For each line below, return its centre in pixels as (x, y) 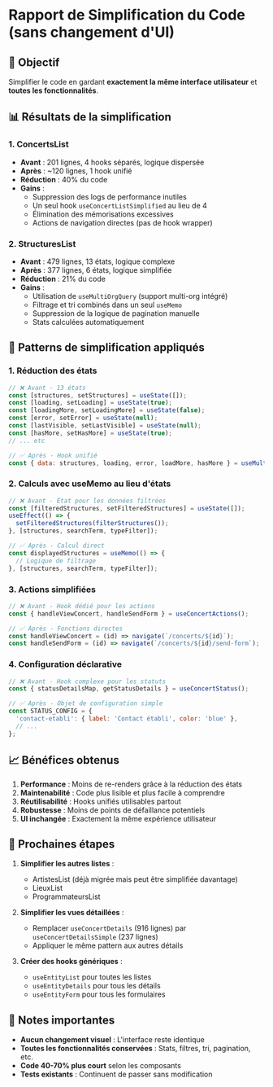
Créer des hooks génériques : (71, 962)
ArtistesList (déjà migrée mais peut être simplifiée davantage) (135, 879)
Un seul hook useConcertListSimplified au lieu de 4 (119, 205)
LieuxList (48, 888)
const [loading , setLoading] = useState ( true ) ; (91, 403)
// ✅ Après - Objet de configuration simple (86, 703)
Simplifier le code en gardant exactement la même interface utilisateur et (133, 82)
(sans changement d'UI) (91, 32)
